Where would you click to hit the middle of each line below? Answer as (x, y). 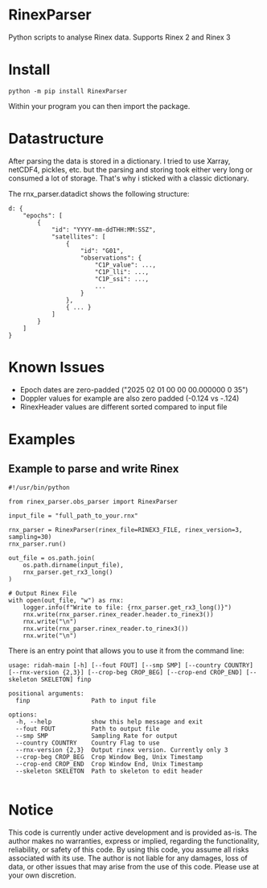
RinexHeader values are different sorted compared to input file (123, 407)
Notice (31, 809)
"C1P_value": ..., (125, 265)
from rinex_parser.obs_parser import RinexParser (93, 501)
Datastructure (56, 139)
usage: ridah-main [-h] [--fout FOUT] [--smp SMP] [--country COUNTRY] (131, 665)
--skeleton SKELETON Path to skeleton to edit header (109, 771)
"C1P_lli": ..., (122, 272)
